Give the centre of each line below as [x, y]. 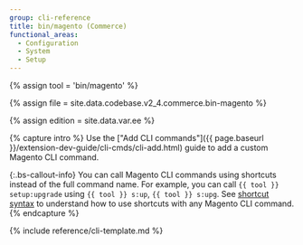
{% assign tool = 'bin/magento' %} [74, 85]
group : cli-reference [50, 18]
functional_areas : [44, 34]
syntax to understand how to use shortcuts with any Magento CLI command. [152, 203]
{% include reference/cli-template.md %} [86, 231]
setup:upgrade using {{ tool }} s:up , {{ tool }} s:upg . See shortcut [139, 194]
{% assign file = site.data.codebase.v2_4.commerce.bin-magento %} [138, 103]
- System [34, 52]
